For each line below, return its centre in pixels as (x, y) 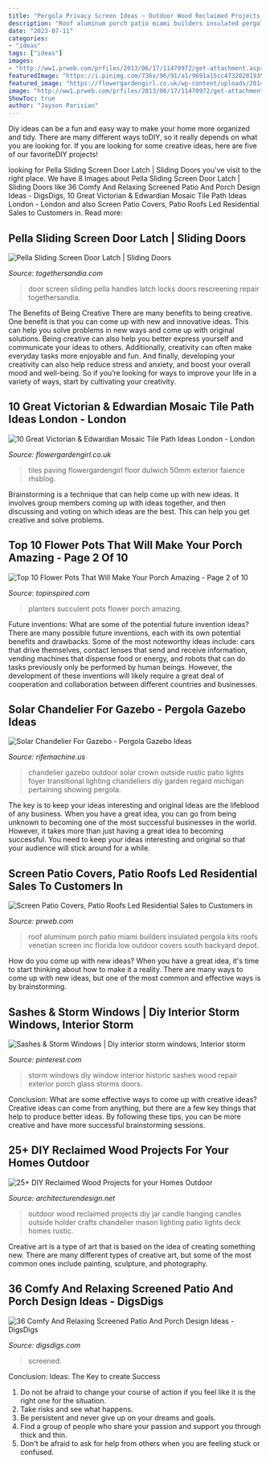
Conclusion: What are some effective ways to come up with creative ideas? (133, 1099)
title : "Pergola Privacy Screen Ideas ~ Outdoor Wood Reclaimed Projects (135, 16)
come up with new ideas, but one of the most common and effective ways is (135, 978)
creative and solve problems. (56, 520)
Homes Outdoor (49, 1163)
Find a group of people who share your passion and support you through (140, 1426)
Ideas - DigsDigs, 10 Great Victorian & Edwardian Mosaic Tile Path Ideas (127, 196)
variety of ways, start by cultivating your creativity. (92, 381)
